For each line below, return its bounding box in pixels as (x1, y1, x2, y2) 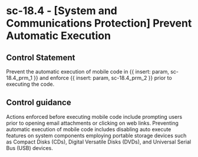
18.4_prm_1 (6, 75, 32, 81)
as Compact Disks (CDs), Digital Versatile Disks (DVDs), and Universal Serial (6, 138, 192, 145)
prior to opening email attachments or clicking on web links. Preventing (6, 119, 179, 126)
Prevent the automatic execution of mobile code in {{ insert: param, (6, 68, 169, 75)
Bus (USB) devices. (6, 144, 53, 151)
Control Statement (6, 52, 75, 62)
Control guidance (6, 98, 72, 108)
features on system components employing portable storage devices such (6, 132, 187, 139)
